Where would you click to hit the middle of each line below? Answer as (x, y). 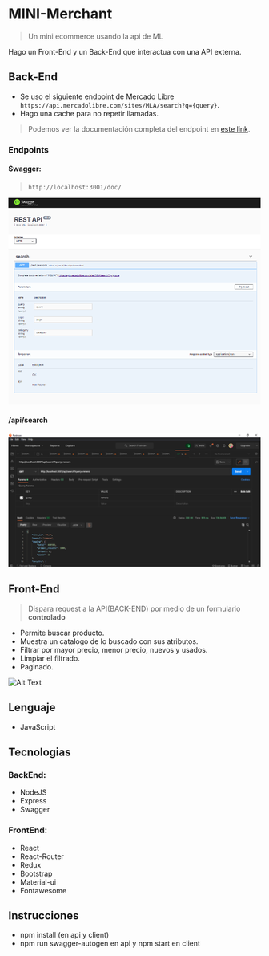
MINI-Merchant (60, 14)
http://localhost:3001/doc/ (74, 187)
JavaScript (38, 726)
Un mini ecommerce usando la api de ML (95, 36)
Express (33, 801)
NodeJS (33, 792)
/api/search (28, 420)
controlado (46, 617)
